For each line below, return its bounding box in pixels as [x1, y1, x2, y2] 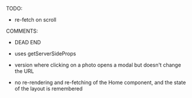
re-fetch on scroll [14, 16, 57, 23]
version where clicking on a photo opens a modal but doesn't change [14, 61, 181, 68]
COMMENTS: [6, 27, 39, 34]
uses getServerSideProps [14, 50, 76, 57]
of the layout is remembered [14, 85, 83, 92]
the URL [14, 68, 34, 75]
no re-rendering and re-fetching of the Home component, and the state [14, 79, 186, 86]
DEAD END [14, 39, 41, 45]
